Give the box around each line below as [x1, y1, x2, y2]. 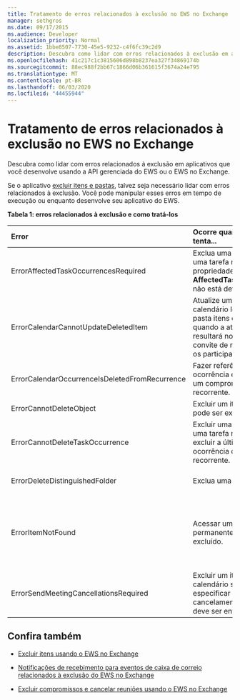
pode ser [192, 408, 223, 418]
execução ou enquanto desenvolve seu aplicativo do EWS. [7, 196, 180, 205]
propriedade [192, 266, 234, 276]
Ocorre [192, 227, 218, 237]
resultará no [192, 331, 234, 341]
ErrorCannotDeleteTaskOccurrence [11, 437, 129, 447]
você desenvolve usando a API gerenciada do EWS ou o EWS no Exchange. [7, 167, 230, 176]
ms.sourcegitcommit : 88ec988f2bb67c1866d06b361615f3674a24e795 [7, 64, 200, 71]
